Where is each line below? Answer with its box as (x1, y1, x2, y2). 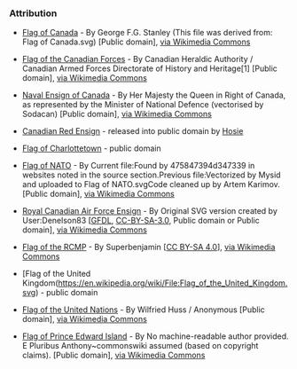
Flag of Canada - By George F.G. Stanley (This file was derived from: (21, 27, 273, 38)
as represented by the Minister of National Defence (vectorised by (21, 99, 264, 110)
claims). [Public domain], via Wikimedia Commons (21, 349, 206, 361)
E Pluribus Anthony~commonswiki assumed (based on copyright (21, 341, 259, 351)
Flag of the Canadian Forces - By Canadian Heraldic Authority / (21, 54, 254, 65)
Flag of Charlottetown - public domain (21, 143, 161, 153)
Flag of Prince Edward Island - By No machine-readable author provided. (21, 331, 290, 342)
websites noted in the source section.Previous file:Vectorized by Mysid (21, 169, 281, 180)
